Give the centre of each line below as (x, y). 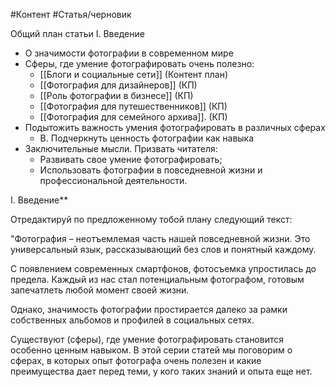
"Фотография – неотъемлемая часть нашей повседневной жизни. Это (160, 238)
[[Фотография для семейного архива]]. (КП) (133, 117)
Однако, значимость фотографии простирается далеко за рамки (149, 309)
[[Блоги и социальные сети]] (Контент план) (134, 74)
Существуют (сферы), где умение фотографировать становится (147, 339)
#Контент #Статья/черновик (71, 14)
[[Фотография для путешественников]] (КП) (133, 106)
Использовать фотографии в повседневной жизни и (151, 170)
